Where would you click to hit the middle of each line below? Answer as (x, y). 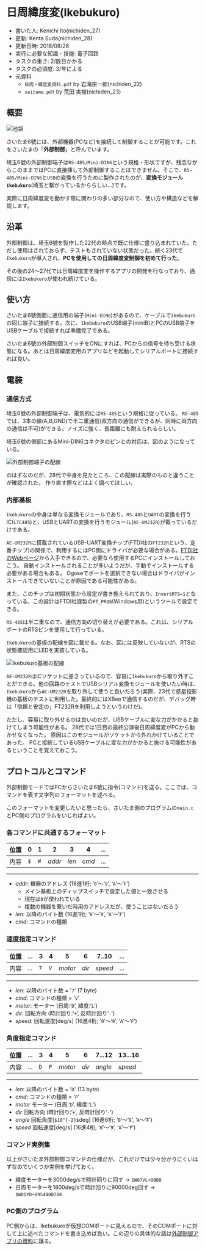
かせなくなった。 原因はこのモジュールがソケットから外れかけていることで (100, 735)
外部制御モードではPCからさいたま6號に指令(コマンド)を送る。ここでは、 (99, 787)
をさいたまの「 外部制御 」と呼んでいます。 (59, 149)
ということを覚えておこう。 (46, 750)
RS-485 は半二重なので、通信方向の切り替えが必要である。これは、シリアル (100, 622)
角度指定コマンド (31, 1038)
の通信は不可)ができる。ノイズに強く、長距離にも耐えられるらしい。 (93, 428)
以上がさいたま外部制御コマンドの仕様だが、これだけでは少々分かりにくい (100, 1159)
